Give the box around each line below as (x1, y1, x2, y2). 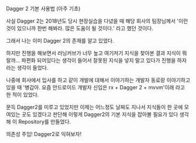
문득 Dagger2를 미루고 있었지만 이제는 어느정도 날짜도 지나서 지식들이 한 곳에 (6, 104, 183, 110)
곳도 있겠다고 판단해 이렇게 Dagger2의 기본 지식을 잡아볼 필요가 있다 (21, 111, 178, 118)
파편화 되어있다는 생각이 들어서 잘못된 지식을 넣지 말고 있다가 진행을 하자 (21, 57, 187, 64)
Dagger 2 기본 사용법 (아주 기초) (6, 5, 81, 12)
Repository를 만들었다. (18, 118, 71, 125)
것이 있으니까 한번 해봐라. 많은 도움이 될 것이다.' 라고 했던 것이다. (6, 25, 154, 32)
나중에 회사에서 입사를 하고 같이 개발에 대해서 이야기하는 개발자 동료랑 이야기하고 (6, 76, 191, 83)
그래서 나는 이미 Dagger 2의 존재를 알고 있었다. (6, 37, 114, 44)
